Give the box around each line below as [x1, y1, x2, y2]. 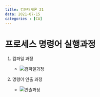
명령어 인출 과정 [12, 77, 42, 82]
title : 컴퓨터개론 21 [5, 7, 44, 12]
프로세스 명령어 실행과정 [5, 39, 96, 50]
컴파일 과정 [12, 56, 34, 61]
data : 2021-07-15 [5, 12, 40, 17]
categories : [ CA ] [5, 16, 42, 21]
